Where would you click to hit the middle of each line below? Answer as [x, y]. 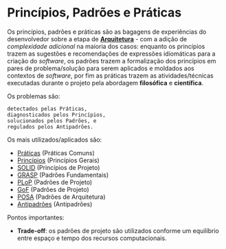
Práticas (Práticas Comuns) [56, 153]
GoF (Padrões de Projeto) [53, 189]
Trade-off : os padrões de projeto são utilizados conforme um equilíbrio [118, 230]
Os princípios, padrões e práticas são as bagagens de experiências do [107, 32]
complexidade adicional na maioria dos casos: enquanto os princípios [106, 46]
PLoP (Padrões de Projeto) [55, 182]
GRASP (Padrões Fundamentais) [63, 175]
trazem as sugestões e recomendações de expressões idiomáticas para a [111, 54]
